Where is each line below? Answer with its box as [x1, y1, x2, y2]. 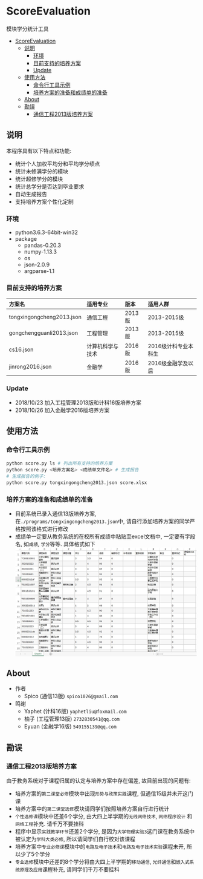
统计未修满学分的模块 [14, 167, 68, 175]
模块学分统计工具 [6, 25, 49, 32]
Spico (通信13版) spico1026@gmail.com [24, 693, 118, 700]
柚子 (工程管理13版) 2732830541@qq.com [24, 715, 120, 722]
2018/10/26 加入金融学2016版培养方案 [14, 406, 110, 414]
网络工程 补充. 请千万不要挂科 [14, 820, 85, 827]
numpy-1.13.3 [24, 248, 57, 255]
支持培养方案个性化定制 [14, 198, 74, 205]
